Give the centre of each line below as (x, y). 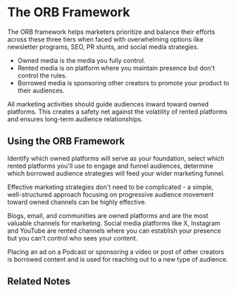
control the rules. (42, 75)
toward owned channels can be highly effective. (77, 202)
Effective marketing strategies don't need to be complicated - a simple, (110, 187)
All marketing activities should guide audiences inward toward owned (108, 104)
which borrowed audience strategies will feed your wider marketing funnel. (116, 173)
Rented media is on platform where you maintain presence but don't (116, 68)
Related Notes (39, 282)
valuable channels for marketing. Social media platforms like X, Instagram (114, 223)
